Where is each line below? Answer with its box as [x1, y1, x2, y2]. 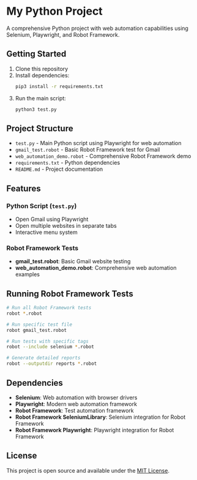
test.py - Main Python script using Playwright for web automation [15, 140, 182, 147]
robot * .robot [6, 310, 43, 317]
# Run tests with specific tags [6, 338, 89, 344]
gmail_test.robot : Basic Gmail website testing [15, 258, 131, 265]
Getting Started [6, 49, 67, 59]
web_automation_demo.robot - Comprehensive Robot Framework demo [15, 152, 191, 160]
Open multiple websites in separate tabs [15, 222, 117, 229]
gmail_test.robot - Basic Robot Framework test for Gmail [15, 146, 160, 154]
